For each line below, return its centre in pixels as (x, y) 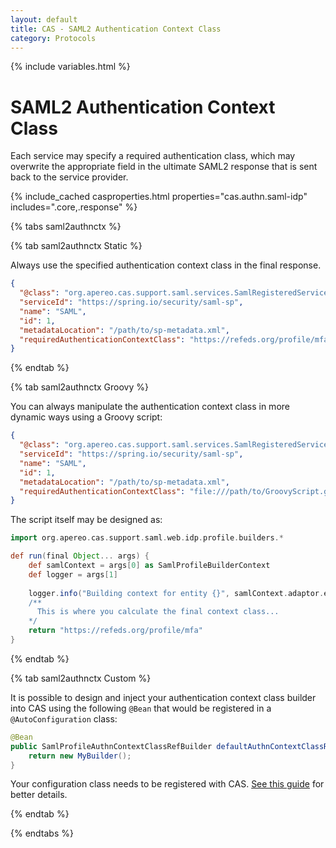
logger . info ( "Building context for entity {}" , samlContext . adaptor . (176, 593)
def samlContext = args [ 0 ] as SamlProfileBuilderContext (149, 566)
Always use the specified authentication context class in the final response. (166, 265)
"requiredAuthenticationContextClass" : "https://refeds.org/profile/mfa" (176, 339)
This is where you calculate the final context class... (158, 612)
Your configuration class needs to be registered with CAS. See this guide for (167, 784)
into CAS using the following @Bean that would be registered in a (141, 708)
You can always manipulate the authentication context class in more (150, 407)
